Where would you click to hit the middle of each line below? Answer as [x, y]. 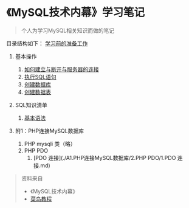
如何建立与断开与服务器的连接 [61, 69]
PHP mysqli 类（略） [50, 144]
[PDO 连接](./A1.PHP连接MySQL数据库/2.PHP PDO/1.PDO [105, 158]
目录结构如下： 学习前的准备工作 [47, 43]
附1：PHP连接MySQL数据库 [49, 131]
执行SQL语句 [40, 77]
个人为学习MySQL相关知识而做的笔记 [67, 30]
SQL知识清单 [31, 105]
